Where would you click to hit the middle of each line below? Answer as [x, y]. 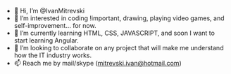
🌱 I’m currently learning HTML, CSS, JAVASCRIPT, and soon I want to [114, 33]
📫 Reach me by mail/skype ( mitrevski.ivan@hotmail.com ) [98, 63]
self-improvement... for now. [55, 25]
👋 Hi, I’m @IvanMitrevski [49, 11]
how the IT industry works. [53, 55]
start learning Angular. [46, 40]
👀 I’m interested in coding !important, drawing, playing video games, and [119, 18]
